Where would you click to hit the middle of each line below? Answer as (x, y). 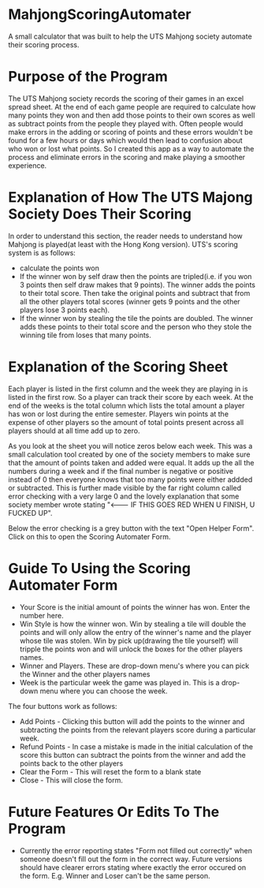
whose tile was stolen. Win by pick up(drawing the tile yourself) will (129, 640)
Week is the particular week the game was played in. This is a (119, 682)
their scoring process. (44, 44)
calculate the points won (59, 268)
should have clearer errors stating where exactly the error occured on (133, 867)
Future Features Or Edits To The (114, 812)
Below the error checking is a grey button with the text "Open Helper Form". (131, 528)
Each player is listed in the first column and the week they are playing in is (128, 389)
